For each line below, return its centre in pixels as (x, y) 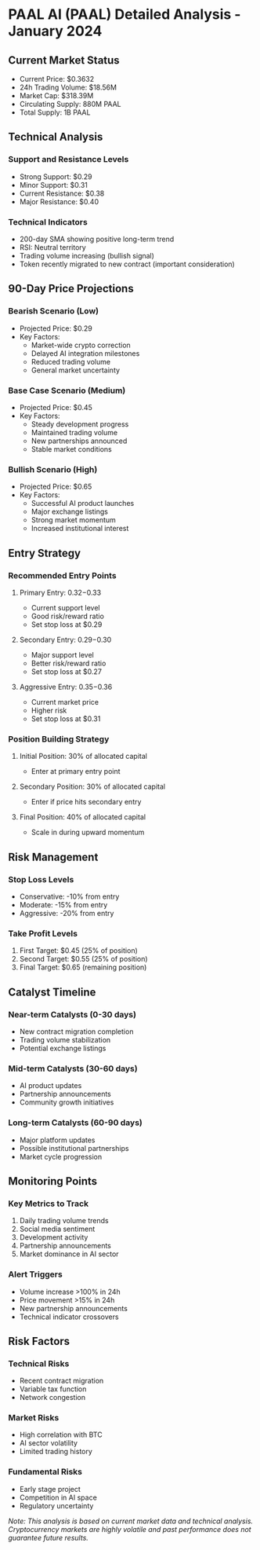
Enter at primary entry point (76, 771)
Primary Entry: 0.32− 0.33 (60, 592)
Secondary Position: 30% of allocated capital (92, 786)
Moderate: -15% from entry (63, 904)
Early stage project (50, 1489)
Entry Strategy (44, 553)
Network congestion (52, 1398)
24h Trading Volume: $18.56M (68, 87)
